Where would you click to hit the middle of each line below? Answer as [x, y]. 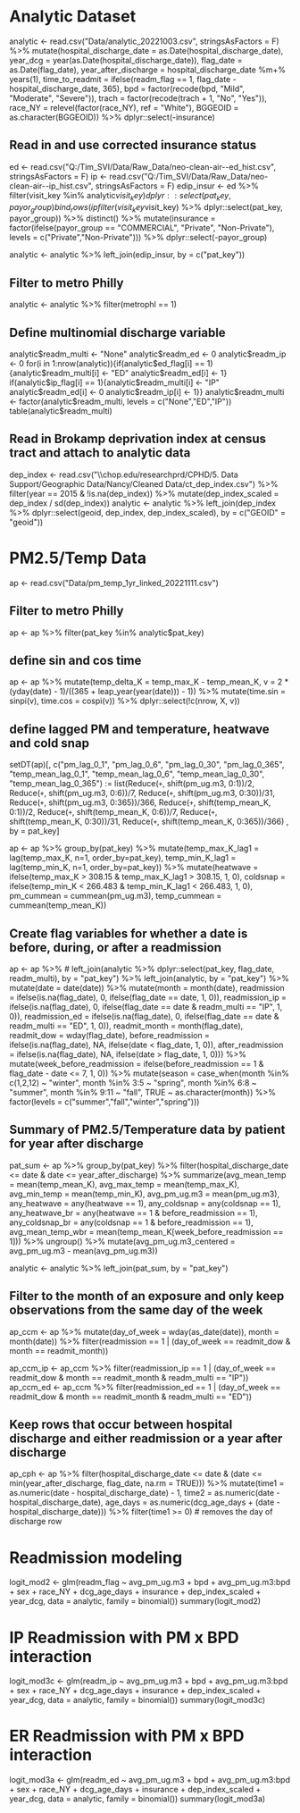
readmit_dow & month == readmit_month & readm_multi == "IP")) [129, 1377]
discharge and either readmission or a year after [146, 1438]
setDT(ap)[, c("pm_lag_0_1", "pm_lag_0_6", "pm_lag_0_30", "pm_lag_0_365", [147, 765]
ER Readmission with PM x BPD [127, 1736]
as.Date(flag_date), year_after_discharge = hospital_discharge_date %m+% [147, 70]
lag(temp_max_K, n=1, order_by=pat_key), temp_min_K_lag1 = [123, 858]
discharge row [36, 1522]
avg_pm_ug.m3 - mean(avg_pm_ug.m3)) [83, 1251]
